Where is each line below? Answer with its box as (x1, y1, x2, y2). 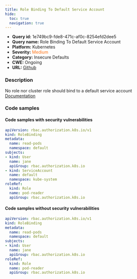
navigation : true (9, 20, 44, 26)
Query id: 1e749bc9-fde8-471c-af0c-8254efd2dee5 (12, 34, 117, 40)
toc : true (9, 16, 29, 21)
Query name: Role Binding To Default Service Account (12, 39, 121, 45)
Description (5, 77, 33, 84)
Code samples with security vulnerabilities (5, 117, 93, 123)
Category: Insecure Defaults (12, 54, 69, 60)
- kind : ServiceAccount (5, 168, 53, 173)
